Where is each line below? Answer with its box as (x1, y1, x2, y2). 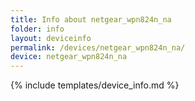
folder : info (10, 24, 65, 34)
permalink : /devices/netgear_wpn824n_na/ (10, 42, 186, 53)
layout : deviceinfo (10, 33, 92, 43)
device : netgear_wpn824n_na (10, 52, 128, 62)
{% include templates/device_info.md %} (10, 79, 180, 91)
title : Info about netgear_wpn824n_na (10, 14, 172, 25)
